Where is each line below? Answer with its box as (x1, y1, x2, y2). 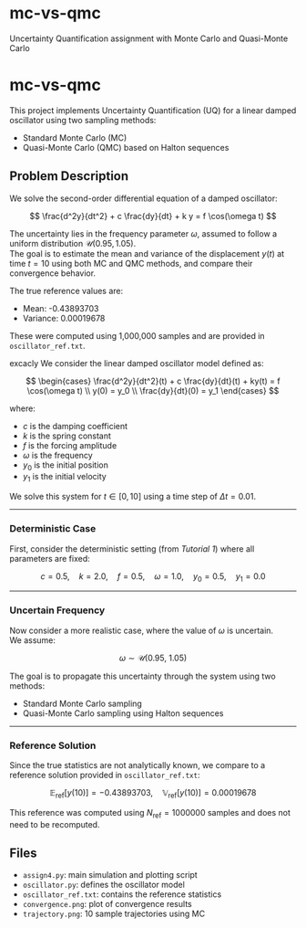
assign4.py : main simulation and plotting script (22, 870, 198, 881)
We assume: (9, 634, 56, 646)
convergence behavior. (9, 268, 97, 279)
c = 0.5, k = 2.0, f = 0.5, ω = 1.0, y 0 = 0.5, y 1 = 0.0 (40, 570, 266, 584)
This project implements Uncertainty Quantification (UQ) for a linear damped (9, 104, 297, 116)
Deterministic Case (9, 522, 97, 535)
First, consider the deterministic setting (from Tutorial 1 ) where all (9, 543, 255, 554)
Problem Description (9, 168, 129, 185)
